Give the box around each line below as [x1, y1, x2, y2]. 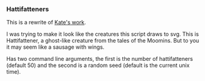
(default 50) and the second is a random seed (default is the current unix [6, 62, 190, 69]
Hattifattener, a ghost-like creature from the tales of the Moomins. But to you [6, 37, 199, 44]
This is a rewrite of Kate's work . [6, 19, 86, 26]
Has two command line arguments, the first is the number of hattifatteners [6, 55, 193, 63]
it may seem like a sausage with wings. [6, 43, 105, 51]
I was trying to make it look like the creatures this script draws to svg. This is [6, 30, 199, 38]
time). [6, 68, 21, 76]
